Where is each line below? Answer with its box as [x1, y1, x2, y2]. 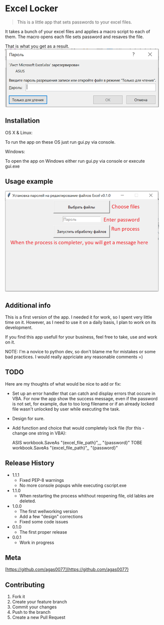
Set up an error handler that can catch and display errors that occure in [12, 390, 156, 396]
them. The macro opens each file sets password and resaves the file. [5, 34, 144, 40]
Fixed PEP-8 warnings [19, 477, 64, 483]
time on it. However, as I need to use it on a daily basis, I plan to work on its [5, 319, 156, 325]
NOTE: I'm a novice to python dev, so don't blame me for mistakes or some [5, 348, 156, 354]
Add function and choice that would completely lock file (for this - [12, 425, 145, 431]
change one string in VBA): [12, 430, 67, 436]
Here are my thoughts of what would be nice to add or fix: [5, 381, 122, 387]
